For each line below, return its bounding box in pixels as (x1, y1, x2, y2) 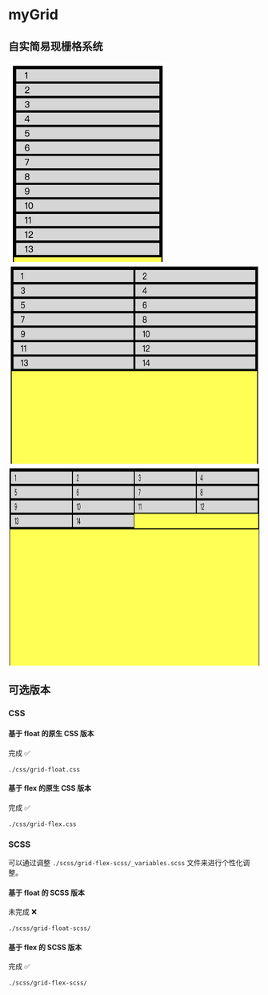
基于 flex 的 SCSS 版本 (8, 942, 82, 952)
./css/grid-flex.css (8, 820, 78, 828)
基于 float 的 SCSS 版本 (8, 888, 86, 897)
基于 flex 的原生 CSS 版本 (8, 784, 92, 793)
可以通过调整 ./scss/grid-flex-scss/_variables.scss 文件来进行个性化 (8, 858, 243, 868)
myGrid (8, 6, 58, 24)
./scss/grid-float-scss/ (8, 925, 91, 933)
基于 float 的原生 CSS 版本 (8, 728, 94, 738)
